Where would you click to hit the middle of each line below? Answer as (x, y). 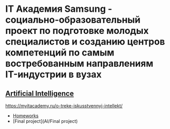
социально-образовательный (73, 20)
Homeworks (25, 116)
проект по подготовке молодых (77, 31)
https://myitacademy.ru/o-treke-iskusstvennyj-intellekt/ (64, 106)
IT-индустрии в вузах (53, 75)
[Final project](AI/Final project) (45, 121)
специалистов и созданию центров (85, 42)
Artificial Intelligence (40, 93)
